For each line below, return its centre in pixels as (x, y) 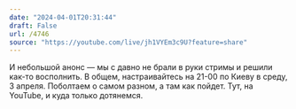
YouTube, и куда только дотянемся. (76, 96)
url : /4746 (29, 34)
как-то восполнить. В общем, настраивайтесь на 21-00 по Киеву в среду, (148, 77)
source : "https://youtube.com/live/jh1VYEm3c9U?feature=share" (129, 42)
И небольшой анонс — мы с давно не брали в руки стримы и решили (141, 67)
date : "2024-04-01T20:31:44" (63, 17)
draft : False (33, 26)
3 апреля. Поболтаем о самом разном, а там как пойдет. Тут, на (131, 86)
